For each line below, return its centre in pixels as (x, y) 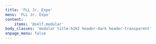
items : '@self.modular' (39, 24)
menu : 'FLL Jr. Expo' (28, 15)
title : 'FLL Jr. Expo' (29, 10)
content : (14, 19)
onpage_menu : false (26, 33)
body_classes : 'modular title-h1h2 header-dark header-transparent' (79, 29)
